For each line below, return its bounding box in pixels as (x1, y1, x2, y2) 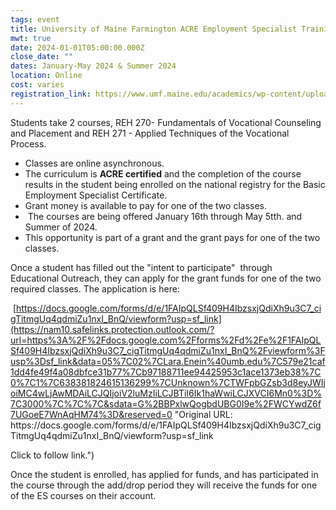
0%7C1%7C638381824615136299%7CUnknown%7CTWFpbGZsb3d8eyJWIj (10, 376, 326, 388)
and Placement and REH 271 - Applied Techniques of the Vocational (10, 127, 290, 139)
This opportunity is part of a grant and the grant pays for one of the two (24, 231, 321, 243)
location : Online (10, 71, 83, 81)
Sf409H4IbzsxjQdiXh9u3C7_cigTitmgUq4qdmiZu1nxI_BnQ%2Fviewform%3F (10, 344, 326, 356)
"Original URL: (174, 408, 233, 420)
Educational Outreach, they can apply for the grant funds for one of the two (10, 272, 322, 284)
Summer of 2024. (24, 221, 98, 233)
